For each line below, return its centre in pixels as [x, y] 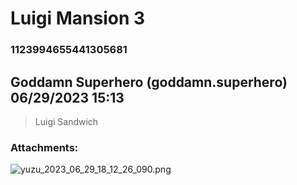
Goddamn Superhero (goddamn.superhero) [149, 82]
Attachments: [44, 147]
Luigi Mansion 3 [78, 18]
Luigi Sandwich [66, 121]
